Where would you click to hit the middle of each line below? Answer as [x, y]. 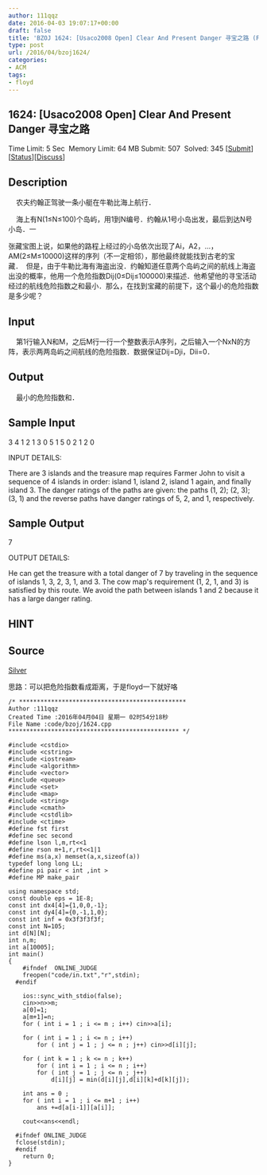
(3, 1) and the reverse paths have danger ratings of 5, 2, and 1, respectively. [132, 498]
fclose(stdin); [41, 1142]
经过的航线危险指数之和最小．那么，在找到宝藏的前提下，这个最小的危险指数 [133, 286]
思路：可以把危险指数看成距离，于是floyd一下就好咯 [93, 687]
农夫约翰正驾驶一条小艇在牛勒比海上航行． [85, 202]
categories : [28, 61]
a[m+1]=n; [39, 1016]
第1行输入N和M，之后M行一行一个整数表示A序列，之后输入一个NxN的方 [133, 341]
